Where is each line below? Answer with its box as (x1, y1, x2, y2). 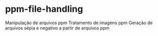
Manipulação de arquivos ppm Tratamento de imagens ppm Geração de (5, 20, 153, 26)
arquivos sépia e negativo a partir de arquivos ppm (5, 25, 110, 31)
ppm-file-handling (5, 3, 83, 15)
